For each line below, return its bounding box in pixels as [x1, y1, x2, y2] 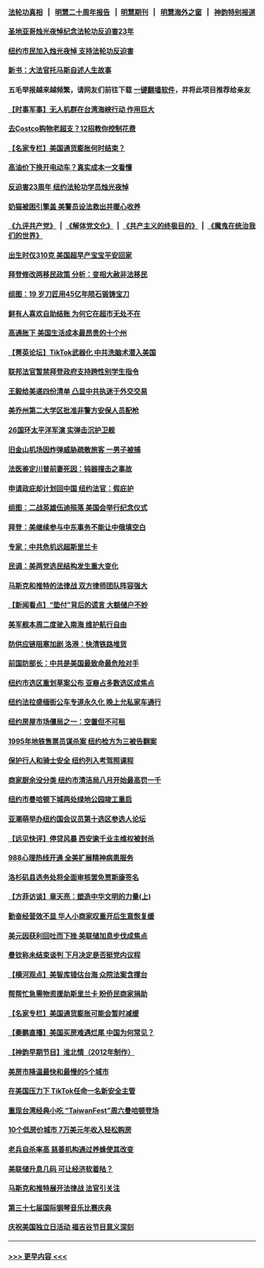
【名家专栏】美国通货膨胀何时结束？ [8, 143, 126, 152]
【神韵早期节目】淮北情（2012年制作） [8, 1047, 135, 1057]
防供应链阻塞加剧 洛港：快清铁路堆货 [8, 639, 127, 648]
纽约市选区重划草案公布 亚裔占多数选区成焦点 [8, 678, 155, 687]
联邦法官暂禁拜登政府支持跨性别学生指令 [8, 367, 139, 376]
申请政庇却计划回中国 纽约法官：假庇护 [8, 483, 134, 493]
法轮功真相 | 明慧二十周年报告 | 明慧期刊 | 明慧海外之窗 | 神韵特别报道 [8, 7, 256, 16]
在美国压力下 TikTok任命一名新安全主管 [8, 1087, 136, 1096]
